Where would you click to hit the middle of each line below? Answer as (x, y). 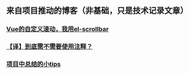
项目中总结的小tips (34, 64)
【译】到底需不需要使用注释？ (50, 47)
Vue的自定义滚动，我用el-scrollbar (57, 29)
